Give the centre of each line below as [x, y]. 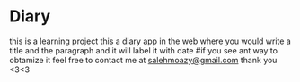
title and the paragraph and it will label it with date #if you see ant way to [144, 50]
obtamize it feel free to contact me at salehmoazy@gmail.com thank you [143, 60]
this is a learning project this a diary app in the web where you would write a [150, 41]
